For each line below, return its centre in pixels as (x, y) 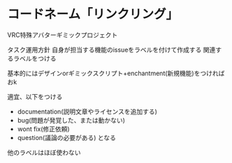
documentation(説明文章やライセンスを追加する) (87, 111)
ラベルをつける (35, 58)
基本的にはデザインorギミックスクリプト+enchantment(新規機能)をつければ (116, 73)
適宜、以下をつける (35, 96)
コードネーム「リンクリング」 (93, 14)
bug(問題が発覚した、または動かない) (71, 120)
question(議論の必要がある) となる (67, 137)
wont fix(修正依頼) (43, 129)
